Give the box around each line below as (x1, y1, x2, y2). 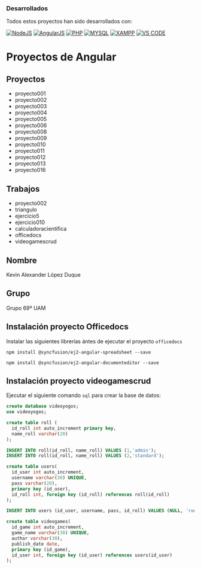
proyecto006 (14, 122, 47, 129)
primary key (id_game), (11, 546, 71, 552)
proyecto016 (14, 167, 46, 174)
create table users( (6, 464, 58, 470)
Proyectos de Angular (6, 50, 117, 64)
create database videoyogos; (6, 403, 79, 410)
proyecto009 (14, 135, 47, 142)
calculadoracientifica (14, 225, 67, 232)
